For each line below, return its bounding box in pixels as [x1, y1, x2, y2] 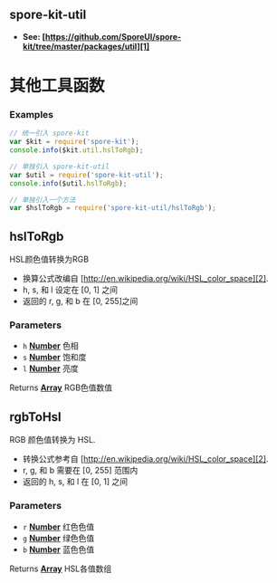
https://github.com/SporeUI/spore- [44, 31, 182, 42]
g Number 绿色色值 [22, 532, 95, 543]
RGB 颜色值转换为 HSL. [9, 435, 96, 445]
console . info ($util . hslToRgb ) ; [9, 178, 128, 188]
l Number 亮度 [22, 363, 79, 374]
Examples [9, 108, 54, 120]
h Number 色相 [22, 340, 79, 351]
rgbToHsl [9, 409, 62, 425]
